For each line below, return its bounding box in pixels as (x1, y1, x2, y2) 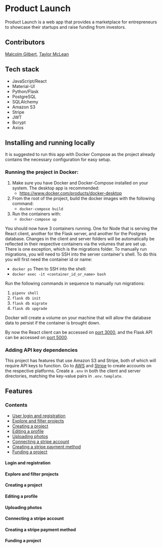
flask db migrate (12, 301, 48, 306)
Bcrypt (12, 120, 26, 125)
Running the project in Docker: (5, 169, 79, 175)
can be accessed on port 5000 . (5, 334, 68, 340)
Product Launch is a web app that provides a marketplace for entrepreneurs (5, 19, 157, 25)
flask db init (12, 296, 41, 301)
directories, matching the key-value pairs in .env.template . (5, 373, 123, 379)
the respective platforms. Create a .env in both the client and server (5, 368, 141, 374)
